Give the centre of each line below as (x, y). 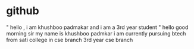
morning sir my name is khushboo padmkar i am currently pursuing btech (96, 33)
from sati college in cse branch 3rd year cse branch (70, 40)
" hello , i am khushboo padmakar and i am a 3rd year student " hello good (97, 27)
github (23, 11)
